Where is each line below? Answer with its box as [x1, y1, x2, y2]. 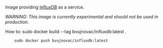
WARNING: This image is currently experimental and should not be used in [5, 14, 159, 19]
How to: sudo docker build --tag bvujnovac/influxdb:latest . [5, 29, 127, 34]
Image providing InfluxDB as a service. [5, 4, 85, 10]
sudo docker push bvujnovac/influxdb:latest [14, 38, 108, 43]
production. [5, 19, 29, 25]
